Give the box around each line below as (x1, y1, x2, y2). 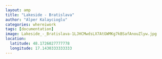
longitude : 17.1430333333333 (10, 46, 72, 51)
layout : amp (5, 7, 31, 13)
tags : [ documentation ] (5, 27, 54, 32)
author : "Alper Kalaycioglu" (5, 17, 68, 22)
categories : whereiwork (5, 22, 56, 27)
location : (5, 36, 27, 42)
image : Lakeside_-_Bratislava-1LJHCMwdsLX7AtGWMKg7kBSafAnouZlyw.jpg (5, 31, 157, 36)
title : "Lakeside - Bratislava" (5, 12, 74, 17)
